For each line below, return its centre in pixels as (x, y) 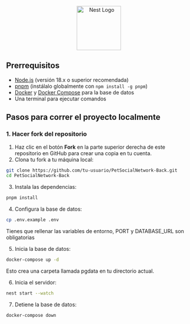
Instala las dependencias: (45, 187)
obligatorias (21, 237)
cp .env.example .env (33, 220)
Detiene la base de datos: (46, 305)
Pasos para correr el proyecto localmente (83, 117)
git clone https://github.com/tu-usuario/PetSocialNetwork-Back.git (92, 170)
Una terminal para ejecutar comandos (60, 99)
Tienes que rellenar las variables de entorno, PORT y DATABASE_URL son (95, 231)
